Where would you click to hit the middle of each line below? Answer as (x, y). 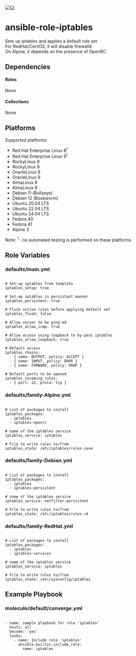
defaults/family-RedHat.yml (39, 526)
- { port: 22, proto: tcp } (38, 383)
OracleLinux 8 (26, 172)
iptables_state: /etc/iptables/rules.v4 (47, 514)
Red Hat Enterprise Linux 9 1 (40, 156)
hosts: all (21, 627)
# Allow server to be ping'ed (36, 323)
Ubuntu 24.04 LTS (31, 213)
